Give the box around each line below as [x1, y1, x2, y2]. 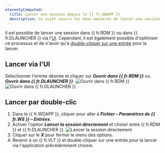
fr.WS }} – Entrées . [12, 116, 51, 122]
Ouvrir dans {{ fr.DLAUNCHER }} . [5, 78, 75, 84]
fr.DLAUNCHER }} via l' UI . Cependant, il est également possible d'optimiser [5, 35, 158, 41]
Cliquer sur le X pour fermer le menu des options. [12, 132, 114, 138]
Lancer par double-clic [5, 98, 77, 106]
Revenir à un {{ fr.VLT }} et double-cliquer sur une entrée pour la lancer [12, 137, 157, 143]
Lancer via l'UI [5, 60, 50, 68]
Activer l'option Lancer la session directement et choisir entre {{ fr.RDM [12, 121, 161, 127]
